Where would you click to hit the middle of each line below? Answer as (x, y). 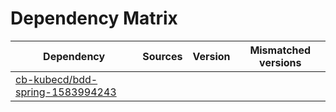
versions (280, 62)
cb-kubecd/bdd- (56, 79)
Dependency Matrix (94, 18)
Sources (162, 56)
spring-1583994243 (66, 92)
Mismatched (280, 50)
